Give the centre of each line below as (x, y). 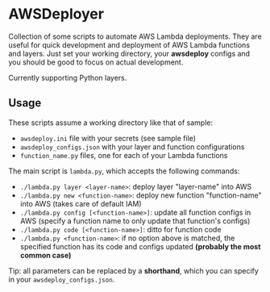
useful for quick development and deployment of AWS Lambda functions (129, 44)
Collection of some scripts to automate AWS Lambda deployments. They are (135, 36)
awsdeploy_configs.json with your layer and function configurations (132, 147)
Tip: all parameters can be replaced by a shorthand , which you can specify (134, 270)
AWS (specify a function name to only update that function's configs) (135, 221)
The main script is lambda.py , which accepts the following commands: (124, 171)
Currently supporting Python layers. (68, 77)
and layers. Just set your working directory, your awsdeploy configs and (129, 53)
